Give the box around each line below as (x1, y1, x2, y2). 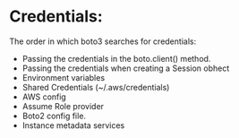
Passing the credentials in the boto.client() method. (21, 53, 211, 64)
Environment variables (21, 72, 106, 82)
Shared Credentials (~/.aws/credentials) (21, 82, 170, 92)
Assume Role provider (21, 100, 105, 111)
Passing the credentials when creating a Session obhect (21, 63, 230, 73)
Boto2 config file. (21, 110, 87, 121)
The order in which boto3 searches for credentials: (9, 36, 197, 47)
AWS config (21, 91, 67, 102)
